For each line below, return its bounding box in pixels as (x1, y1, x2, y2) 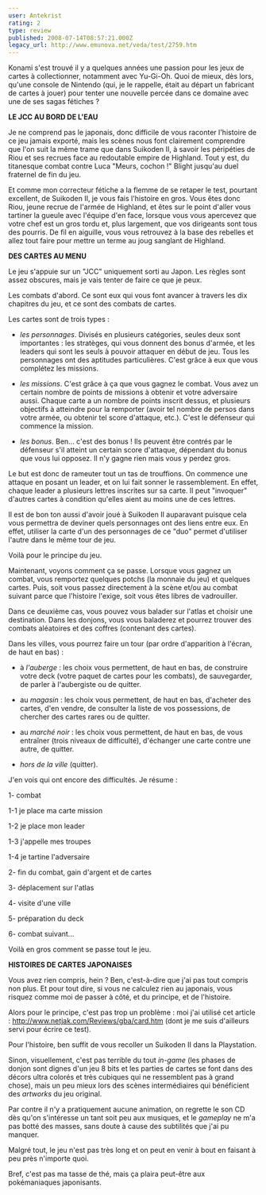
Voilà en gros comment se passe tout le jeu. (8, 945, 152, 954)
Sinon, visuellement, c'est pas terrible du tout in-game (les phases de (8, 1055, 236, 1065)
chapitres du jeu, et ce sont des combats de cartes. (8, 299, 177, 308)
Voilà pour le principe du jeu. (8, 550, 102, 561)
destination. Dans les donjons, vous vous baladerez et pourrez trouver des (8, 615, 252, 625)
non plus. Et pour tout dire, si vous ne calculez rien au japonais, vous (8, 984, 233, 994)
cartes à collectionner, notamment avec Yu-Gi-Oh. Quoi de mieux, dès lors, (8, 72, 254, 81)
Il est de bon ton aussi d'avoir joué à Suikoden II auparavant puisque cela (8, 510, 248, 519)
